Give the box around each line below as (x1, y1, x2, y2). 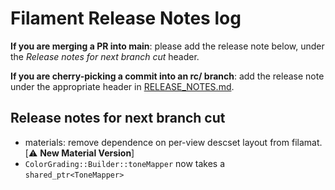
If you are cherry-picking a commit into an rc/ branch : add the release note (10, 70, 325, 82)
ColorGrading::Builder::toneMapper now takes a (24, 157, 226, 169)
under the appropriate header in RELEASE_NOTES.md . (10, 80, 235, 92)
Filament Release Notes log (10, 7, 242, 30)
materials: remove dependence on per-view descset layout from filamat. (24, 136, 323, 148)
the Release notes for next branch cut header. (10, 50, 200, 62)
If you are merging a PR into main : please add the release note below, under (10, 40, 325, 52)
